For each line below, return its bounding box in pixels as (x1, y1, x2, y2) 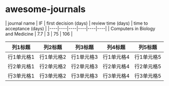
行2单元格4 (103, 63, 130, 70)
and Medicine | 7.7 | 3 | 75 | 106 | (5, 31, 73, 37)
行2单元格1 (8, 63, 35, 70)
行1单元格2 (39, 53, 66, 60)
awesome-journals (5, 4, 86, 15)
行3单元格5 (134, 72, 161, 79)
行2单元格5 (134, 63, 161, 70)
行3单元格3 (71, 72, 98, 79)
